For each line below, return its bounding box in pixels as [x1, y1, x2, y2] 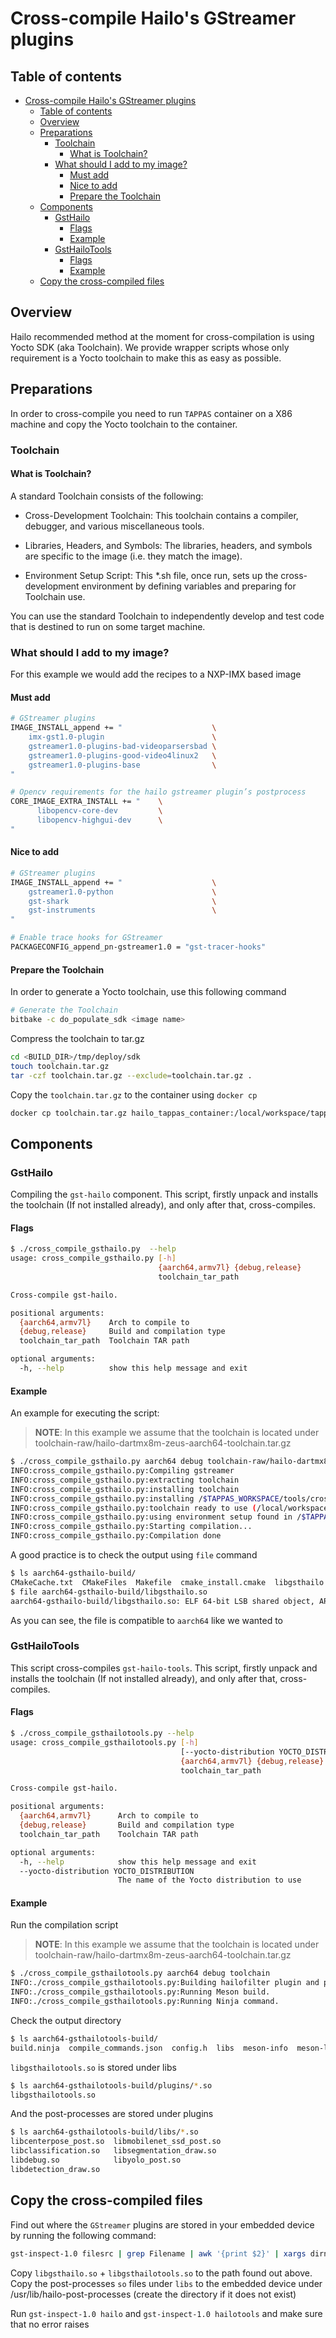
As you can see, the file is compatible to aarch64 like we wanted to [10, 1614, 284, 1626]
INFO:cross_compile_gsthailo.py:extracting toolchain [10, 1475, 240, 1485]
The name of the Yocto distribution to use [117, 1875, 302, 1886]
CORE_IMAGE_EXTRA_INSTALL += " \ [10, 797, 163, 807]
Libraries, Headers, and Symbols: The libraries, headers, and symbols [24, 539, 313, 551]
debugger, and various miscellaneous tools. [24, 520, 205, 532]
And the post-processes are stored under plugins [10, 2108, 214, 2120]
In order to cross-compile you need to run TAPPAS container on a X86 [10, 407, 293, 419]
